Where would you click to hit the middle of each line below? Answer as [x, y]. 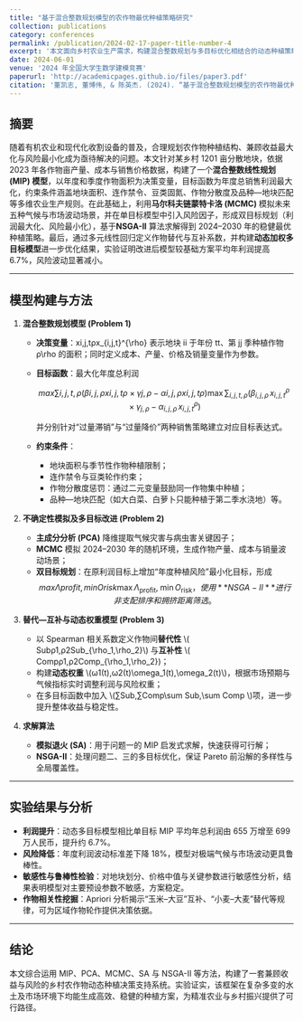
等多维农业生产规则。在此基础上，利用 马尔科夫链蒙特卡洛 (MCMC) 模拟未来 [150, 203]
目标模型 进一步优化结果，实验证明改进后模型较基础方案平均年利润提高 [140, 249]
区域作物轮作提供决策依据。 [106, 910]
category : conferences [52, 34]
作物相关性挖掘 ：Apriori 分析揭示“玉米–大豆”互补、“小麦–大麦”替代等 [150, 898]
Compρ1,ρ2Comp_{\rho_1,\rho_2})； [102, 661]
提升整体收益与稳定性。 [79, 706]
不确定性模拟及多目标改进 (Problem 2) [93, 519]
